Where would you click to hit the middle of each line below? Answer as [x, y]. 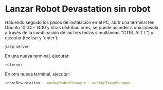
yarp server [17, 46]
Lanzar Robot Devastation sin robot [78, 9]
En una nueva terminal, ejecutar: [37, 56]
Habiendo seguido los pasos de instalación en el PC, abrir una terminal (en [80, 22]
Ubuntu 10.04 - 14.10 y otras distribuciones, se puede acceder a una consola [82, 27]
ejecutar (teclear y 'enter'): [32, 38]
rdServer [14, 65]
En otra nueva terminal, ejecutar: [38, 74]
